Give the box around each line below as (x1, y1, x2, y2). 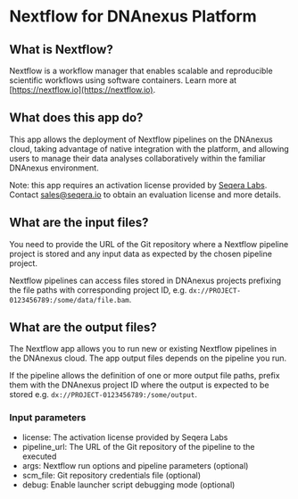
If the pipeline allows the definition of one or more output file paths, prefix (9, 370, 280, 381)
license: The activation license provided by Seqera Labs (21, 431, 228, 443)
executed (21, 451, 57, 462)
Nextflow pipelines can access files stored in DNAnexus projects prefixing (9, 275, 282, 286)
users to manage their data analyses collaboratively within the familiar (9, 153, 266, 163)
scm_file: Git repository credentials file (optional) (21, 470, 202, 480)
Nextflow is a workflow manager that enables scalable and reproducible (9, 65, 274, 76)
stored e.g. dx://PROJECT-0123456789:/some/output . (9, 389, 198, 400)
